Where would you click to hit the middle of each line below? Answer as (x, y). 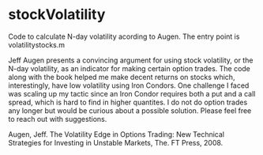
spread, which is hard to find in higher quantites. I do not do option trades (128, 102)
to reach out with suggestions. (58, 119)
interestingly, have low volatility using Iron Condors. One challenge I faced (129, 85)
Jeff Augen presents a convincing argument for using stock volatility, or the (131, 60)
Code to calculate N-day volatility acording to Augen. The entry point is (124, 36)
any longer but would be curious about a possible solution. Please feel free (130, 110)
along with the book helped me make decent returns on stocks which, (122, 77)
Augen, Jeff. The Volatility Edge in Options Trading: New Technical (116, 134)
